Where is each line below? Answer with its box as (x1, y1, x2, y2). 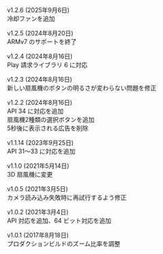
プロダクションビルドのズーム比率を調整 (7, 240, 121, 248)
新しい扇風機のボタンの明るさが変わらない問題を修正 (7, 84, 157, 92)
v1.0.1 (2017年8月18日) (7, 231, 70, 239)
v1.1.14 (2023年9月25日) (7, 139, 74, 147)
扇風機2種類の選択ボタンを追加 (7, 116, 95, 123)
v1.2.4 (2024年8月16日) (7, 52, 73, 60)
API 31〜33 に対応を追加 (7, 147, 76, 155)
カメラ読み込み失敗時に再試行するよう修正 (7, 194, 127, 201)
